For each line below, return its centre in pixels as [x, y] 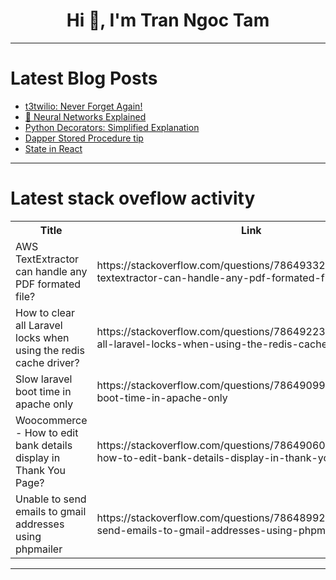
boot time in [43, 391]
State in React [53, 148]
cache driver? [47, 362]
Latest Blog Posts [84, 78]
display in [38, 457]
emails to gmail [51, 511]
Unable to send [51, 499]
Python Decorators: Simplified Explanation [112, 127]
